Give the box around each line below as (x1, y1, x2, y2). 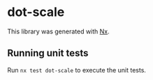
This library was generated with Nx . (7, 27, 110, 35)
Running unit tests (7, 47, 89, 59)
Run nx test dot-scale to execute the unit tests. (7, 65, 147, 74)
